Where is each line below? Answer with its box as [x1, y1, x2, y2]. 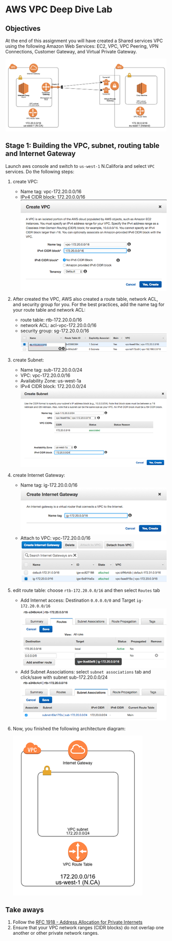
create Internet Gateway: [12, 472, 66, 478]
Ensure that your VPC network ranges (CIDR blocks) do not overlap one [12, 925, 164, 931]
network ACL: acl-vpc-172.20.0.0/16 [20, 322, 97, 328]
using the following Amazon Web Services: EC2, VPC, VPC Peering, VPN [5, 43, 159, 49]
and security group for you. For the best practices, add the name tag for [12, 301, 165, 308]
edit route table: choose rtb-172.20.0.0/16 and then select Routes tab [12, 587, 160, 593]
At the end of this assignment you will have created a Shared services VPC [5, 37, 163, 44]
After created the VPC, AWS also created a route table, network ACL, [12, 296, 158, 302]
